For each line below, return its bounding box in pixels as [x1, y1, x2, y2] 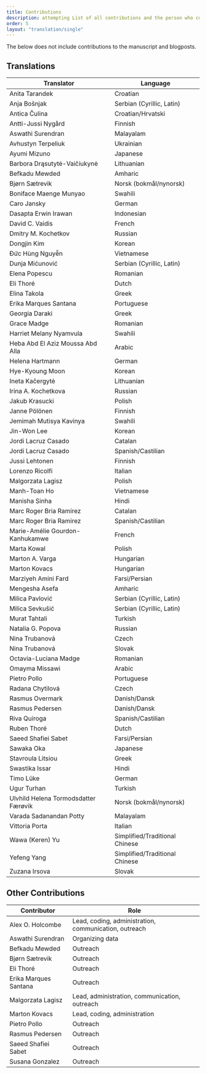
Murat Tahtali [9, 614, 48, 623]
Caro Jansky [9, 199, 46, 208]
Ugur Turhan [9, 784, 46, 793]
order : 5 [6, 20, 29, 26]
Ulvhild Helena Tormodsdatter [9, 794, 96, 803]
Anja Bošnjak [9, 100, 47, 108]
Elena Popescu [9, 269, 53, 278]
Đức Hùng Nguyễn [9, 250, 63, 258]
